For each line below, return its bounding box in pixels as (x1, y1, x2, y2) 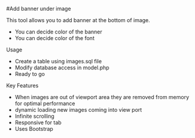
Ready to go (14, 70, 45, 77)
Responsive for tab (14, 119, 62, 126)
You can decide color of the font (14, 35, 95, 41)
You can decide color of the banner (14, 28, 103, 35)
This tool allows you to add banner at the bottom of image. (6, 17, 151, 23)
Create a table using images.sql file (14, 58, 102, 65)
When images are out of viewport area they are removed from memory (14, 94, 190, 100)
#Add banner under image (6, 5, 71, 12)
